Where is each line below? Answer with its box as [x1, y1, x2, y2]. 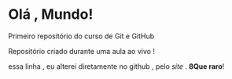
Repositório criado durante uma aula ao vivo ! [8, 46, 156, 56]
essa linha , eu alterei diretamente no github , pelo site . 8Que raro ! [8, 61, 225, 71]
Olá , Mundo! [8, 5, 94, 23]
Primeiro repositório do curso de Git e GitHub [8, 31, 155, 41]
